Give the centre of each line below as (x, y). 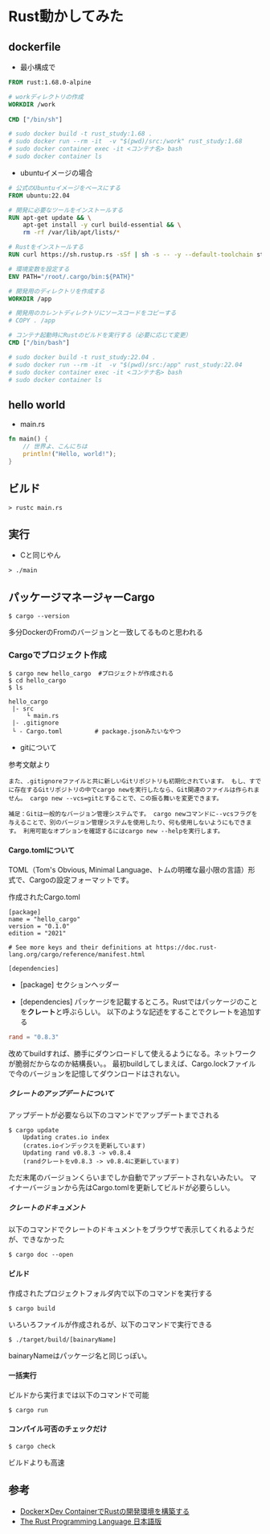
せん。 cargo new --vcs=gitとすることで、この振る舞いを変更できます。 (116, 798)
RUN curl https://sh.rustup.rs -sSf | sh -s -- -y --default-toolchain (131, 255)
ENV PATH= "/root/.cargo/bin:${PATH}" (72, 276)
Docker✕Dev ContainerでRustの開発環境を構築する (105, 1511)
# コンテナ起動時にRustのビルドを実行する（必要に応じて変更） (100, 335)
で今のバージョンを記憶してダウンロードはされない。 (96, 1073)
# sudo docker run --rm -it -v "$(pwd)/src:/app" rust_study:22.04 (125, 365)
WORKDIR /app (30, 299)
